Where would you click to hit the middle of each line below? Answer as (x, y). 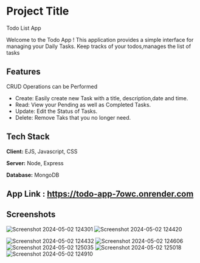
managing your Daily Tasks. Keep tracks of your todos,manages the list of (99, 46)
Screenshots (31, 215)
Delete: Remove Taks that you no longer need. (73, 117)
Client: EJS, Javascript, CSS (42, 151)
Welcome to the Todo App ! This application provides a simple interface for (100, 39)
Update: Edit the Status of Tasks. (56, 111)
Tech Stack (28, 137)
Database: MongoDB (33, 175)
